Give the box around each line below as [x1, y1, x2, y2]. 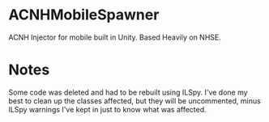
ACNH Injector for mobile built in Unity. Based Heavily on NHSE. [8, 32, 221, 42]
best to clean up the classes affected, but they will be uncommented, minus [8, 95, 261, 106]
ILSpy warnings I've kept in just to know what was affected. [8, 104, 207, 114]
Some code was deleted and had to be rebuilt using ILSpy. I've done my [8, 87, 249, 97]
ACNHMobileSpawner [8, 6, 160, 24]
